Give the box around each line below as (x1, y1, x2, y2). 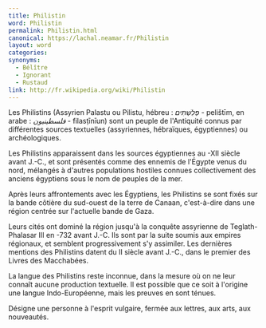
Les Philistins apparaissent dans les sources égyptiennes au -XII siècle (8, 148, 241, 158)
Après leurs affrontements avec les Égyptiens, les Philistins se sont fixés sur (8, 189, 258, 200)
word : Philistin (8, 19, 62, 27)
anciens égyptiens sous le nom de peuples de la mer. (8, 174, 183, 184)
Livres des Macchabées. (8, 256, 89, 266)
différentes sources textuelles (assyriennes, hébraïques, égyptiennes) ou (8, 124, 248, 134)
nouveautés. (8, 312, 49, 322)
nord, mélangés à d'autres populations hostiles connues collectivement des (8, 165, 256, 176)
